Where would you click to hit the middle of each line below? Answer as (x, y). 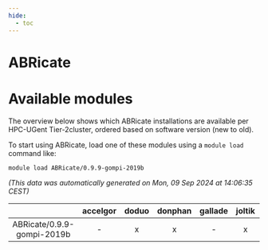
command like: (32, 153)
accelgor (100, 210)
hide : (17, 16)
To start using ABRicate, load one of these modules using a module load (126, 145)
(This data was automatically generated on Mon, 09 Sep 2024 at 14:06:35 (130, 182)
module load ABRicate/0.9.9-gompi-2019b (77, 168)
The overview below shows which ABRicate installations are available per (128, 121)
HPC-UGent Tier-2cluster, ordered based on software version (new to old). (131, 129)
